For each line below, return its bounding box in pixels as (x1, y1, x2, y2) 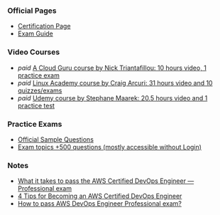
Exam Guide (17, 29, 53, 38)
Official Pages (7, 6, 57, 16)
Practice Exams (7, 119, 62, 129)
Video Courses (7, 47, 60, 57)
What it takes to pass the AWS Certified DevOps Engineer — (17, 177, 194, 185)
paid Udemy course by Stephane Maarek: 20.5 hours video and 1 (17, 93, 208, 102)
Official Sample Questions (17, 135, 94, 144)
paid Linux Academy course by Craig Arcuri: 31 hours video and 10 (17, 78, 213, 87)
